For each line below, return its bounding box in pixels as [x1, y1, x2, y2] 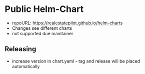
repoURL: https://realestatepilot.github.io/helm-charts [11, 20, 123, 26]
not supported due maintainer [11, 30, 73, 36]
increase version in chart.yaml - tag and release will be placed [11, 58, 140, 64]
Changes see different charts [11, 25, 72, 31]
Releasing [4, 45, 36, 53]
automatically [11, 63, 40, 69]
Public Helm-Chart [4, 3, 83, 15]
